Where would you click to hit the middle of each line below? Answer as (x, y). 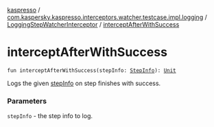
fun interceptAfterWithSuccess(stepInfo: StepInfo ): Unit (92, 70)
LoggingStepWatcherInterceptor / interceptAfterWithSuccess (93, 24)
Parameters (27, 101)
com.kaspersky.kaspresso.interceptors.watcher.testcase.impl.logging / (107, 17)
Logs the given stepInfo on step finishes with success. (84, 83)
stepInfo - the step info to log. (50, 116)
